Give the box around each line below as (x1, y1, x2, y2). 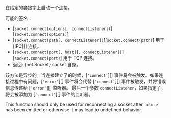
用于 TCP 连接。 (63, 55, 97, 61)
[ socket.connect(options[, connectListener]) (12, 25, 111, 32)
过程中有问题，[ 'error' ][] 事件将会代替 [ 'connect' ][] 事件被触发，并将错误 (9, 78, 166, 84)
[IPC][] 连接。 (12, 43, 42, 49)
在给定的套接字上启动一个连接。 (5, 5, 72, 10)
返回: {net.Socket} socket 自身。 (12, 62, 81, 67)
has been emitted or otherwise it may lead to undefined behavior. (5, 107, 142, 113)
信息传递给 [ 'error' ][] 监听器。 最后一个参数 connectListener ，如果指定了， (5, 85, 166, 91)
